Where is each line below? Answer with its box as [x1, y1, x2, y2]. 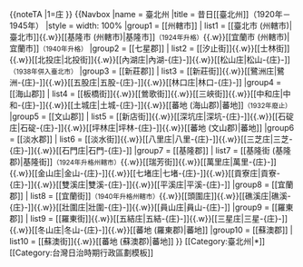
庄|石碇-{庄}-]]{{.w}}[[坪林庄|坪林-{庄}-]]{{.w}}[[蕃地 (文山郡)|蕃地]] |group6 [9, 123, 295, 133]
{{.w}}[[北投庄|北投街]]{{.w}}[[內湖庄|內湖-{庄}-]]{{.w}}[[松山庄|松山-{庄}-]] [9, 54, 290, 64]
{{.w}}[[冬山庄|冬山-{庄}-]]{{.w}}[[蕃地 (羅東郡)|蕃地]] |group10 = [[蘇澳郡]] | [9, 224, 293, 235]
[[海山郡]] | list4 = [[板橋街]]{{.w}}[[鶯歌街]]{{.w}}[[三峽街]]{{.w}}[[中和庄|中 [9, 88, 291, 99]
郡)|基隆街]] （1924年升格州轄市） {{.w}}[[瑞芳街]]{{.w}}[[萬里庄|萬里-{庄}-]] [9, 156, 277, 167]
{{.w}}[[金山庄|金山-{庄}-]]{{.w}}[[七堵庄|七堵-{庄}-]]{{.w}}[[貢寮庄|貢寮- [9, 168, 281, 178]
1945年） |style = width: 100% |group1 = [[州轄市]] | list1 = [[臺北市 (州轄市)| [9, 20, 293, 31]
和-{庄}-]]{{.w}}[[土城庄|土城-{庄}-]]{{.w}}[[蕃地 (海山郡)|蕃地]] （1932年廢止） [9, 100, 292, 110]
